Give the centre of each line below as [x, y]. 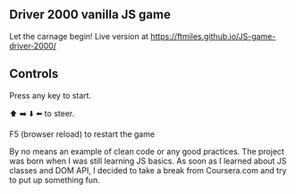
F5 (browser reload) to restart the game [82, 134]
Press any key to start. [51, 95]
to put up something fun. [55, 180]
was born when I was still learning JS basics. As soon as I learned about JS [148, 161]
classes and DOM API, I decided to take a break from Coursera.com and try [148, 170]
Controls [34, 74]
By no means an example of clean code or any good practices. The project [147, 151]
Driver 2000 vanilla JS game [90, 15]
